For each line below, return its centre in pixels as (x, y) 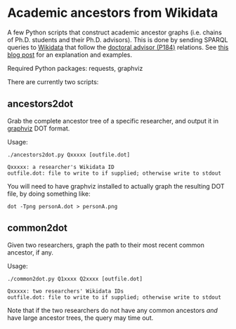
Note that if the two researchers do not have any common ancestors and (112, 310)
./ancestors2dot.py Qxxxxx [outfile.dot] (69, 155)
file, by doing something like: (49, 194)
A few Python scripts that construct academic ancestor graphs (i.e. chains (115, 32)
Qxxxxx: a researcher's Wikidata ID (61, 167)
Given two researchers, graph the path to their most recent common (106, 245)
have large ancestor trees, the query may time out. (80, 318)
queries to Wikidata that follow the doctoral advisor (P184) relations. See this (118, 47)
